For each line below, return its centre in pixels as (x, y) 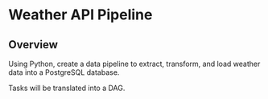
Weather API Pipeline (80, 15)
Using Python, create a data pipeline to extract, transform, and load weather (134, 64)
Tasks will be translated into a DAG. (67, 88)
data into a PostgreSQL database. (64, 72)
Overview (33, 45)
